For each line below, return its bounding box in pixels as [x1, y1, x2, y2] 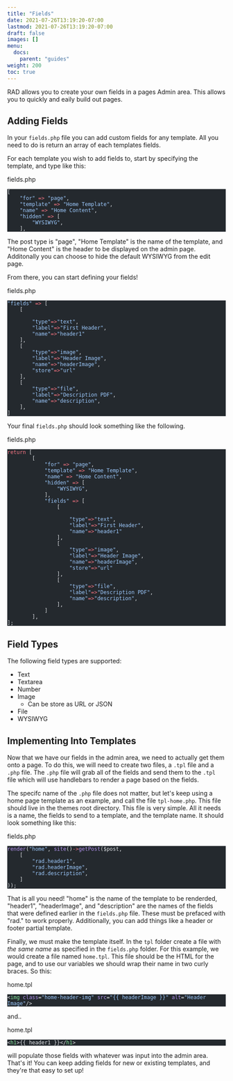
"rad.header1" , [32, 858, 76, 865]
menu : [7, 42, 23, 49]
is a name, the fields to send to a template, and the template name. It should [7, 811, 224, 819]
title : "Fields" [7, 10, 54, 17]
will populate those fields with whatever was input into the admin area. [7, 1051, 208, 1059]
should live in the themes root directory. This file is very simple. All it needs [7, 803, 221, 812]
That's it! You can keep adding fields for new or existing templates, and [7, 1059, 210, 1067]
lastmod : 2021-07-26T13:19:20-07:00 [7, 23, 113, 30]
